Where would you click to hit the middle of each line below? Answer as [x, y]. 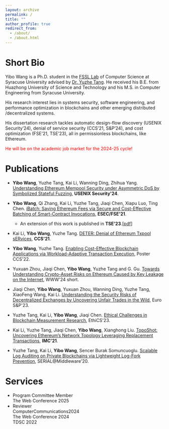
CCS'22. [21, 259]
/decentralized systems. [30, 113]
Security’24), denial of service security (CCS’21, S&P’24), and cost [74, 128]
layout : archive [22, 10]
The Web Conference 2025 [41, 400]
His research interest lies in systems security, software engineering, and [80, 102]
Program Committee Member [43, 395]
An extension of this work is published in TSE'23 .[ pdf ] [76, 224]
